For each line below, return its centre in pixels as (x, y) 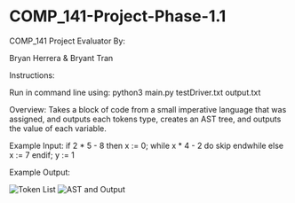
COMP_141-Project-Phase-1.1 (118, 16)
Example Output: (40, 172)
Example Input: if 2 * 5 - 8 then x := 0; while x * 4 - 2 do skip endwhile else (147, 145)
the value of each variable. (58, 128)
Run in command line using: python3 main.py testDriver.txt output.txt (135, 92)
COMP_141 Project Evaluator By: (68, 41)
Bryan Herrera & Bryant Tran (61, 58)
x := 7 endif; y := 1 (42, 155)
